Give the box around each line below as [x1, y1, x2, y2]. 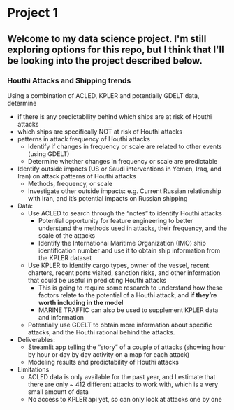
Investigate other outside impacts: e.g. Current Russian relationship [27, 187, 221, 195]
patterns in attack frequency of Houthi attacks [17, 134, 150, 143]
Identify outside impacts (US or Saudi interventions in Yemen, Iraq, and [17, 164, 221, 173]
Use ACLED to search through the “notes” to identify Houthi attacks [27, 208, 222, 218]
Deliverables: [17, 335, 56, 344]
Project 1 [7, 5, 58, 21]
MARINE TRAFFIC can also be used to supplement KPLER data [38, 306, 219, 314]
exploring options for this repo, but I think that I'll [7, 43, 225, 55]
